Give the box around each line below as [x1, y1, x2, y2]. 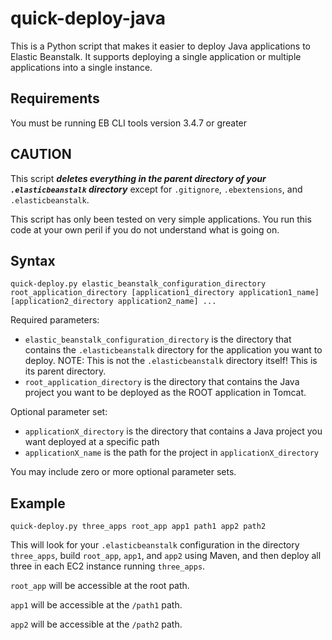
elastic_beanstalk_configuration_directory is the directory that [24, 333, 292, 346]
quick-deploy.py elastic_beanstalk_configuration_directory [10, 279, 267, 289]
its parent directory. [24, 365, 107, 377]
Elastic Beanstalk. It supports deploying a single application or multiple [10, 50, 302, 62]
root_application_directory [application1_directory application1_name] [10, 288, 320, 298]
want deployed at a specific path [24, 436, 160, 448]
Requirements [10, 90, 100, 107]
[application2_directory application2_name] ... [10, 297, 217, 307]
